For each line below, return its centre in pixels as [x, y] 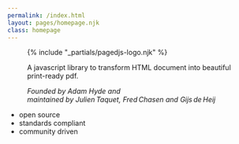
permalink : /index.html [47, 15]
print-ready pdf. [53, 76]
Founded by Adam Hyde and [74, 91]
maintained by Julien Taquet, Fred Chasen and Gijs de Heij [121, 100]
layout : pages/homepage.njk [54, 23]
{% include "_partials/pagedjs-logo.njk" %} [97, 53]
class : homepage [34, 30]
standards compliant [52, 124]
